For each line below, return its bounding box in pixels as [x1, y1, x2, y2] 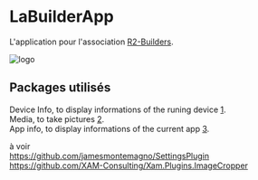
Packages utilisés [9, 80, 111, 96]
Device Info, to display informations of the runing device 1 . [9, 104, 226, 115]
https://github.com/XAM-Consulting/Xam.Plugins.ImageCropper [9, 160, 249, 171]
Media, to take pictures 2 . [9, 113, 105, 124]
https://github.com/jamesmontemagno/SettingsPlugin [9, 150, 210, 161]
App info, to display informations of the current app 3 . [9, 123, 210, 134]
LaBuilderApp [9, 6, 115, 27]
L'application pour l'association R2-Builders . [9, 36, 174, 47]
